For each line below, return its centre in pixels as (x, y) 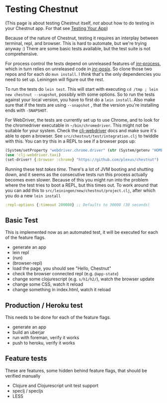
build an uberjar (29, 332)
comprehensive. (22, 54)
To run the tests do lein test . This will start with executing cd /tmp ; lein (82, 89)
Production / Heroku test (44, 305)
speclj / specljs (28, 391)
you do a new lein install (33, 196)
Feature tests (26, 358)
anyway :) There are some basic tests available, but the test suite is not (78, 48)
